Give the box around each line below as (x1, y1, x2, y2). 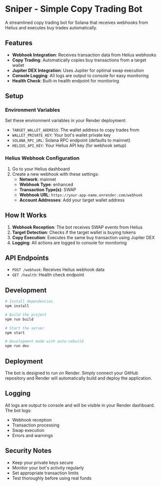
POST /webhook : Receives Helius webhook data (12, 267, 105, 273)
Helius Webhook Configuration (5, 155, 80, 162)
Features (5, 39, 33, 47)
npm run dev (5, 344, 29, 348)
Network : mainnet (19, 176, 56, 182)
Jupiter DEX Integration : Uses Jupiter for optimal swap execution (12, 67, 144, 73)
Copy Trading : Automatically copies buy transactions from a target (12, 57, 147, 63)
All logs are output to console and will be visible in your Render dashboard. (5, 402, 155, 408)
